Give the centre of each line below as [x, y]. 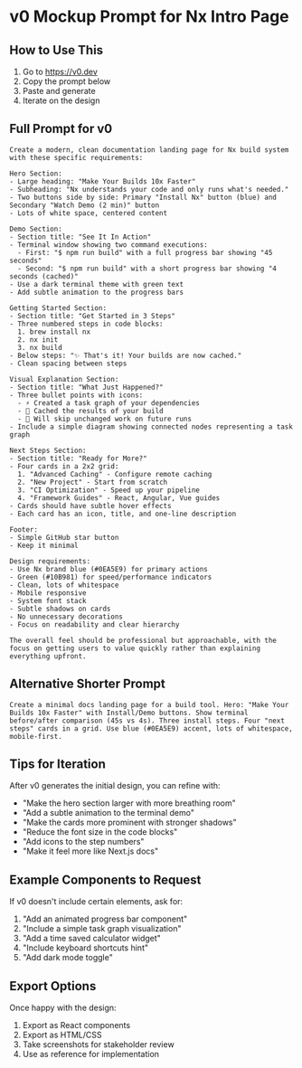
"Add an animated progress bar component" [105, 919]
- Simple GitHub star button [64, 537]
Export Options [53, 986]
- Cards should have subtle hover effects [90, 506]
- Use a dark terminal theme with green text [96, 284]
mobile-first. [36, 736]
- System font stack [48, 600]
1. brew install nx [54, 332]
